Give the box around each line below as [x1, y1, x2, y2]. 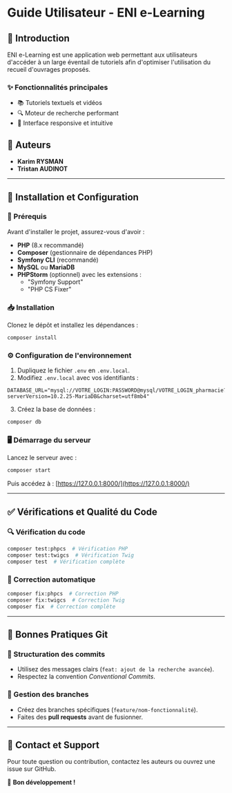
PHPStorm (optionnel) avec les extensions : [17, 270, 142, 278]
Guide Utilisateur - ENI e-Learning [7, 5, 205, 21]
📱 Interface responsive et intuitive [17, 119, 113, 127]
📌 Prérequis [7, 212, 47, 222]
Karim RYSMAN [17, 157, 64, 166]
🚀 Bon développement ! [7, 778, 76, 787]
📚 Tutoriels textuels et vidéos [17, 99, 102, 107]
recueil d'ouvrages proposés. [7, 66, 91, 73]
